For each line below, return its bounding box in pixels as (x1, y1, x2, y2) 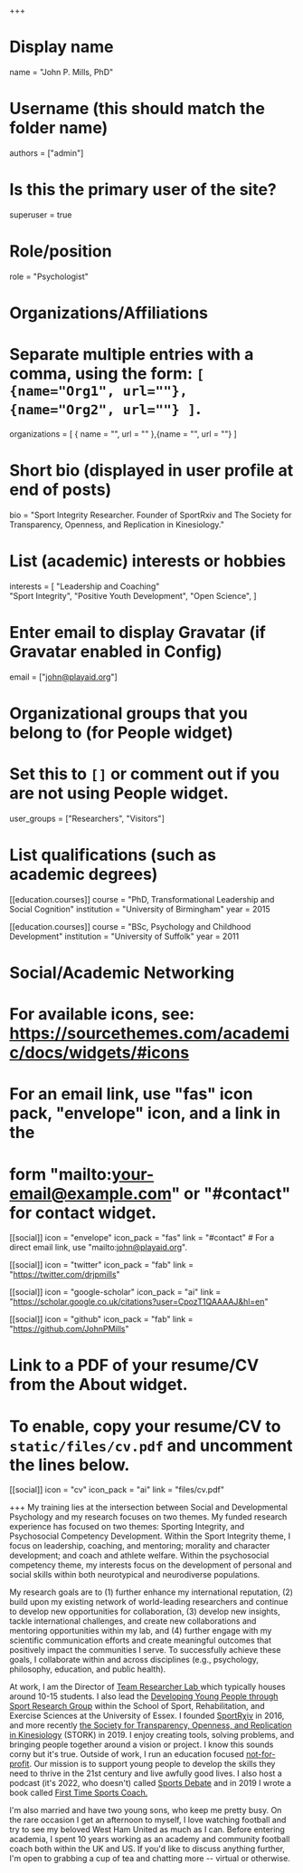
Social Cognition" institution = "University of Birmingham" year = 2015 (9, 903, 271, 914)
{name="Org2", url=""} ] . (9, 399, 202, 420)
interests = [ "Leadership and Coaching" (9, 581, 160, 592)
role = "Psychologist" (9, 271, 89, 282)
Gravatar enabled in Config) (9, 641, 223, 661)
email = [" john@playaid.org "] (9, 671, 118, 682)
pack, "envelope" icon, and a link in (9, 1103, 281, 1124)
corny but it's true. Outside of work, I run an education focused (9, 1749, 244, 1760)
